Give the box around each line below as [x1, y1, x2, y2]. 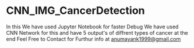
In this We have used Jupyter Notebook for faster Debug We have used [6, 23, 179, 30]
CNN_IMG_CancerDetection [6, 4, 145, 17]
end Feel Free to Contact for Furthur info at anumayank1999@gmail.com [6, 35, 181, 42]
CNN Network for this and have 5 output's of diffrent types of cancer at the [6, 29, 188, 36]
